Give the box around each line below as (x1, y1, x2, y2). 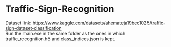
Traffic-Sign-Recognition (5, 3, 114, 15)
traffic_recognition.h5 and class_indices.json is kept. (5, 36, 116, 42)
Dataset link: (5, 20, 32, 26)
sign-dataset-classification (5, 25, 62, 31)
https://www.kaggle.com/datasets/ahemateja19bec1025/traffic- (32, 20, 166, 26)
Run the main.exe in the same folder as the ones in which (5, 30, 126, 36)
